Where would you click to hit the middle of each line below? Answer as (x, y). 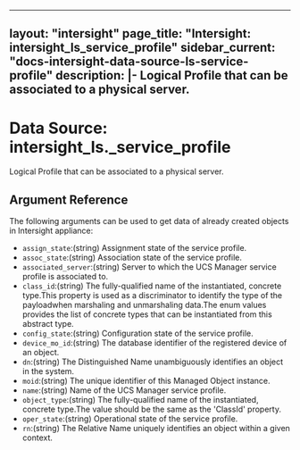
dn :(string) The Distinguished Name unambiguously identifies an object (153, 362)
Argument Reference (69, 200)
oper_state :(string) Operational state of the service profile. (130, 419)
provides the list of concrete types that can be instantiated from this (147, 314)
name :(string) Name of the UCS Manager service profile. (124, 390)
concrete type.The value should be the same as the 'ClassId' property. (151, 409)
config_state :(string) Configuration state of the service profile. (138, 333)
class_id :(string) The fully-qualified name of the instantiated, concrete (152, 286)
